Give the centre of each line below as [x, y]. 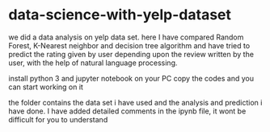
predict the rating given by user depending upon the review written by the [131, 54]
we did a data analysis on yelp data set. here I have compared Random [126, 37]
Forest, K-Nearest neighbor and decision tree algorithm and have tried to [129, 45]
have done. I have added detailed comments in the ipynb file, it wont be [127, 111]
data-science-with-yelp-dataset [120, 15]
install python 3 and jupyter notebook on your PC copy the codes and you [131, 78]
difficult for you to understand [58, 119]
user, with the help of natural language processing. [93, 63]
